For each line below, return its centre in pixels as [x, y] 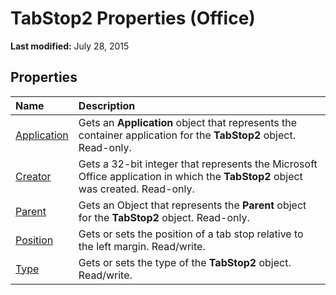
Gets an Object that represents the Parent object [192, 205]
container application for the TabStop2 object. [187, 135]
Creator [33, 176]
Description [107, 105]
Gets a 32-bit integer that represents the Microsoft [198, 164]
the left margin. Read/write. [142, 246]
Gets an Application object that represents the [188, 122]
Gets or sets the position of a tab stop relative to [191, 234]
